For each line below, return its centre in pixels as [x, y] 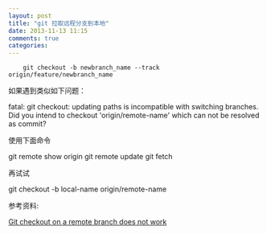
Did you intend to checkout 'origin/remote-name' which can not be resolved [134, 115]
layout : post [30, 16]
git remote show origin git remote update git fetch [90, 157]
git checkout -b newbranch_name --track [91, 68]
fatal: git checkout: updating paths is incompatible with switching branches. [133, 107]
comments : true [34, 38]
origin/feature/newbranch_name [61, 75]
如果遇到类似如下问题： [47, 91]
